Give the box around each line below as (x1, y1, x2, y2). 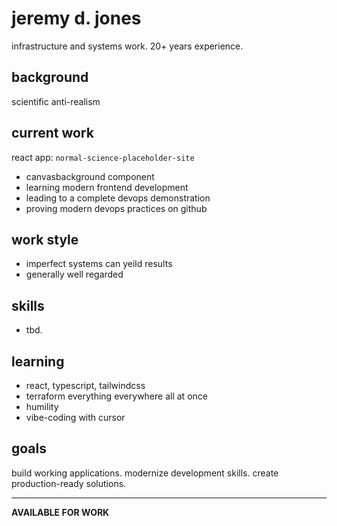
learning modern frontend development (25, 181, 189, 193)
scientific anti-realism (11, 95, 101, 107)
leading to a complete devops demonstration (25, 192, 211, 204)
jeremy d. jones (11, 7, 142, 30)
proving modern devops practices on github (25, 202, 208, 214)
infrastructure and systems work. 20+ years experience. (11, 40, 244, 52)
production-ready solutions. (11, 477, 127, 489)
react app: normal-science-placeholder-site (11, 151, 195, 163)
